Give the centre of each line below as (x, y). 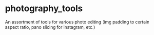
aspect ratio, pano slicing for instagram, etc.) (50, 27)
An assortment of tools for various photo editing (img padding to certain (77, 22)
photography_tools (44, 9)
